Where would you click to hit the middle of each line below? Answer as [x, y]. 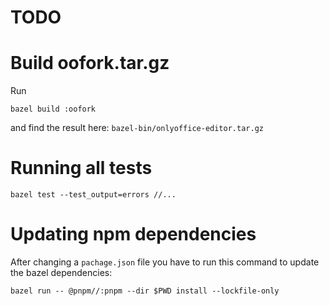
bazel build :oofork [53, 109]
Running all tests [81, 168]
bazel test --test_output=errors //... [93, 195]
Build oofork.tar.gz [90, 63]
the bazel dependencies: [61, 272]
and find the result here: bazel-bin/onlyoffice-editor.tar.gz [137, 128]
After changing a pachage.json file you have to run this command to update [165, 262]
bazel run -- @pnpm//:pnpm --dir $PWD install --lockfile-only [145, 291]
